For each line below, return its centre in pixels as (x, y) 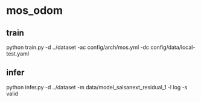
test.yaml (18, 54)
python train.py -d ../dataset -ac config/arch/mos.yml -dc (78, 47)
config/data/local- (173, 47)
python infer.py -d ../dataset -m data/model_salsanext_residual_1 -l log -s (97, 87)
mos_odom (35, 11)
